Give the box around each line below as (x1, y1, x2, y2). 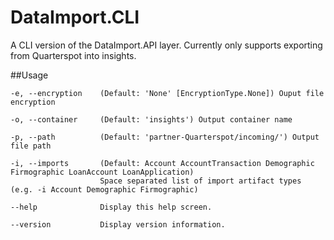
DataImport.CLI (10, 6, 140, 29)
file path (10, 141, 52, 151)
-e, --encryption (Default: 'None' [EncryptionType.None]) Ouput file (10, 88, 325, 98)
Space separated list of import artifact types (99, 176, 302, 186)
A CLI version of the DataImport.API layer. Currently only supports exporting (10, 39, 323, 51)
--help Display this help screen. (10, 202, 213, 212)
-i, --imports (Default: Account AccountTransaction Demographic (10, 158, 315, 168)
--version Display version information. (10, 219, 226, 230)
